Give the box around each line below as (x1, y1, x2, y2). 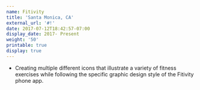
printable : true (6, 43, 47, 49)
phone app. (14, 77, 44, 84)
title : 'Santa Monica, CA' (6, 14, 74, 20)
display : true (6, 48, 42, 54)
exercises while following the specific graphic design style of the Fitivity (14, 70, 194, 78)
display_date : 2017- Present (6, 31, 80, 37)
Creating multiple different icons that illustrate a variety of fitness (14, 64, 177, 71)
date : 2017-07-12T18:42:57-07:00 (6, 25, 90, 32)
